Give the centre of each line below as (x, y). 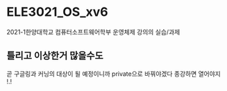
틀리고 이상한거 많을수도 (55, 56)
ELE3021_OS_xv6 (57, 12)
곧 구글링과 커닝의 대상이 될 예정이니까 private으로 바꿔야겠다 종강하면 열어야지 (114, 74)
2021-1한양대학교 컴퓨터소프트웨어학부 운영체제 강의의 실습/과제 (93, 32)
